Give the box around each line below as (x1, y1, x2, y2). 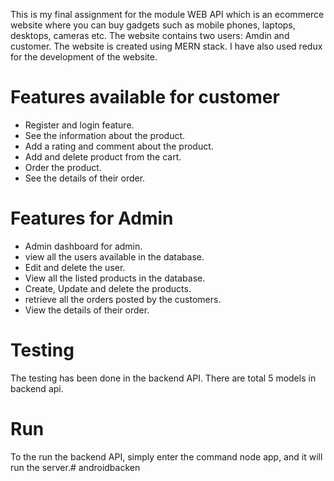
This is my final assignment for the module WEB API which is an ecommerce (10, 9, 325, 20)
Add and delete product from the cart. (24, 150, 182, 163)
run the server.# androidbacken (10, 461, 141, 473)
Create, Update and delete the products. (24, 282, 192, 294)
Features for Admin (10, 207, 174, 230)
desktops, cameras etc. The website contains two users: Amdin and (10, 30, 290, 41)
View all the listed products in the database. (24, 272, 206, 284)
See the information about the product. (24, 129, 186, 141)
